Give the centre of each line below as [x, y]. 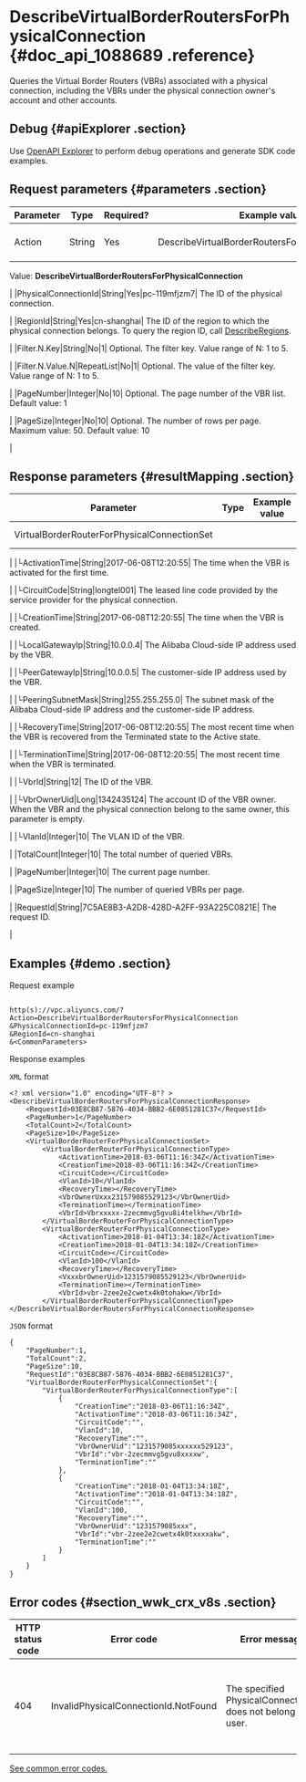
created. [25, 628]
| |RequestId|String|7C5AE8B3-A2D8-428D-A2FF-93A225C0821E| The [143, 907]
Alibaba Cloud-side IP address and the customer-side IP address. [132, 710]
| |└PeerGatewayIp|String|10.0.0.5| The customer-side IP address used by [148, 672]
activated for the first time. [59, 573]
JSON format [31, 1326]
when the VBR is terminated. [63, 765]
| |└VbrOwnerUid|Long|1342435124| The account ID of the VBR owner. [143, 799]
